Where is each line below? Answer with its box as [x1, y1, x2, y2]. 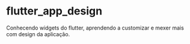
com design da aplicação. [6, 30, 70, 37]
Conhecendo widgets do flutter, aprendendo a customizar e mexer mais [6, 24, 185, 31]
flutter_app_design [6, 4, 103, 18]
